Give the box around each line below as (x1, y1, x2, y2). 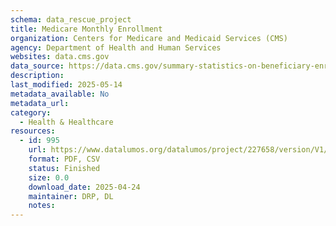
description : (10, 71, 65, 81)
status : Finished (28, 163, 101, 173)
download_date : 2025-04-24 (28, 182, 141, 192)
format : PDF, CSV (28, 154, 101, 164)
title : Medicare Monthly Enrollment (10, 24, 163, 34)
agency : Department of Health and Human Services (10, 42, 222, 53)
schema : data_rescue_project (10, 14, 132, 25)
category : (10, 107, 52, 118)
